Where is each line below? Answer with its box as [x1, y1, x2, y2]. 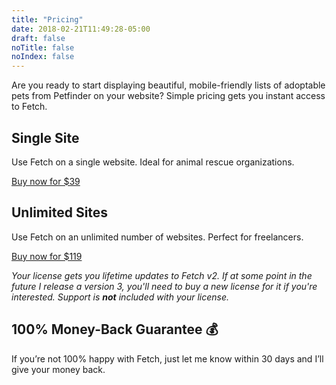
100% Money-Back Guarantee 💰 [11, 321, 219, 338]
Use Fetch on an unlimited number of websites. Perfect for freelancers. [11, 231, 304, 243]
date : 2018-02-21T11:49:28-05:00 [11, 24, 151, 34]
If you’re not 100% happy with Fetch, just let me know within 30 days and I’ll [11, 352, 324, 365]
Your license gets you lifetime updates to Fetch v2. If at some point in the [11, 269, 313, 281]
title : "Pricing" [11, 14, 84, 25]
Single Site [11, 129, 80, 146]
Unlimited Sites [11, 204, 109, 221]
